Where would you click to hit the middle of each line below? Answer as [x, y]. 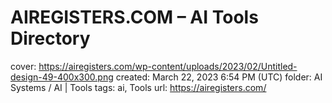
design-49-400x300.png [62, 77]
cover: [23, 66]
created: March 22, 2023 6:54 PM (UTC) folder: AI [219, 77]
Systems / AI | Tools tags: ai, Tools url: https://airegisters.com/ [138, 87]
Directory [50, 38]
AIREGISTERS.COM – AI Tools [134, 17]
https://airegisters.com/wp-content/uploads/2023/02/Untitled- [168, 66]
